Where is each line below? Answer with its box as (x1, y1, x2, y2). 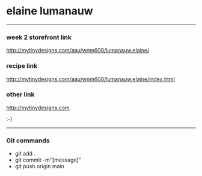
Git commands (6, 136, 50, 145)
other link (6, 90, 35, 99)
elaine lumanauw (6, 4, 93, 18)
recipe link (6, 62, 38, 70)
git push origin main (14, 163, 64, 170)
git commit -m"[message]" (14, 156, 81, 163)
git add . (14, 150, 36, 157)
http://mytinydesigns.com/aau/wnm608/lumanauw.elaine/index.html (6, 75, 176, 82)
